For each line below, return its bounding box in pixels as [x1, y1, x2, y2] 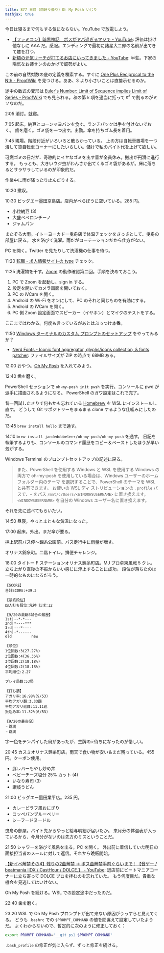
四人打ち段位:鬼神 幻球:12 [5, 603, 53, 608]
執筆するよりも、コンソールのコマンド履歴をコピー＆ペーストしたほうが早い [5, 440, 159, 446]
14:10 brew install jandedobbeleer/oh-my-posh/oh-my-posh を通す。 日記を [5, 433, 156, 440]
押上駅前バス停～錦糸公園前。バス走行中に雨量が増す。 [5, 539, 117, 545]
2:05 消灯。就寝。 [5, 111, 42, 117]
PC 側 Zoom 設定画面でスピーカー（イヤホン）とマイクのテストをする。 [12, 310, 158, 316]
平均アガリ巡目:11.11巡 [5, 704, 48, 709]
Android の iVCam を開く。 [12, 304, 67, 309]
